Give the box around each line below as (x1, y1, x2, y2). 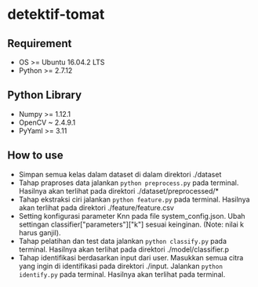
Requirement (7, 37, 72, 50)
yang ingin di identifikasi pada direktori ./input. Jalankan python (18, 261, 223, 271)
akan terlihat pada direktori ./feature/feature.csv (18, 202, 174, 213)
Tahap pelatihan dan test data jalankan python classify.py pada (18, 236, 227, 245)
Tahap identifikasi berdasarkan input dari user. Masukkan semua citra (18, 252, 244, 262)
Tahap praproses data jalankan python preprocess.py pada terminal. (18, 178, 239, 187)
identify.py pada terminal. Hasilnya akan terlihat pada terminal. (18, 269, 226, 279)
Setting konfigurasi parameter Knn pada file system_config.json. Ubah (18, 211, 245, 220)
